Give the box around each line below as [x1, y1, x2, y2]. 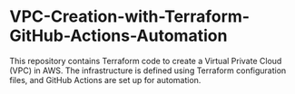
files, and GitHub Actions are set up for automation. [9, 74, 202, 85]
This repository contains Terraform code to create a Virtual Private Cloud [9, 55, 282, 66]
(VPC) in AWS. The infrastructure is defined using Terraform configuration [9, 65, 287, 76]
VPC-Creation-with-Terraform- [9, 6, 251, 27]
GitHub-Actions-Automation [9, 25, 228, 46]
